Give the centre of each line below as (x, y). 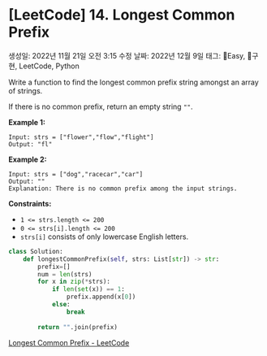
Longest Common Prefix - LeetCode (69, 342)
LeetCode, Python (49, 66)
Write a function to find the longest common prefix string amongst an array (134, 82)
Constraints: (30, 203)
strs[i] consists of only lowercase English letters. (104, 237)
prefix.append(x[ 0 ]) (101, 297)
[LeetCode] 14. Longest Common (122, 15)
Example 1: (27, 122)
